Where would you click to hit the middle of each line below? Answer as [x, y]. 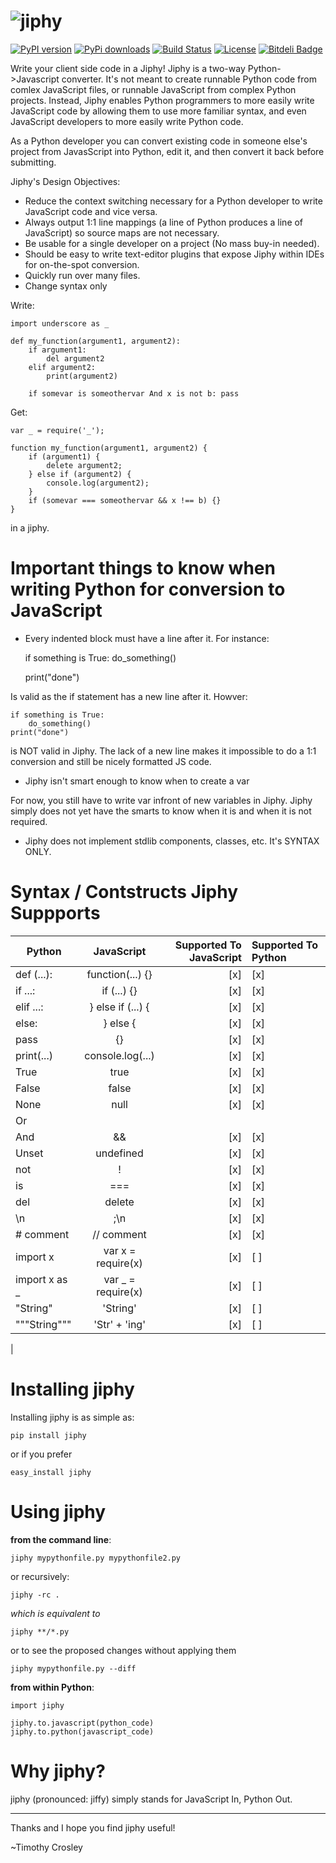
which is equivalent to [55, 1613]
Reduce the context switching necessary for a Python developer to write [173, 201]
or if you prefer [41, 1454]
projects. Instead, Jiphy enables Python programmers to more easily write [162, 100]
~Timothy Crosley [46, 1847]
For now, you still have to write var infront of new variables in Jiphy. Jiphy [161, 800]
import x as [41, 1279]
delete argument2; [84, 465]
